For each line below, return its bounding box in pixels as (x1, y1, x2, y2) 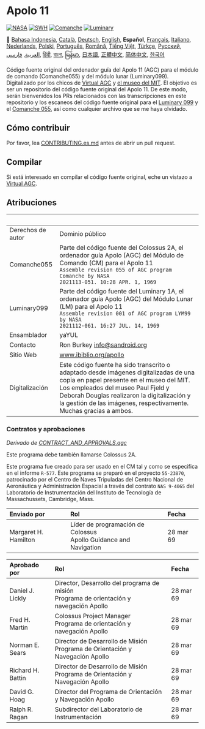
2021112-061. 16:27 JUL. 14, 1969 (59, 322, 160, 330)
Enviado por (9, 510, 46, 518)
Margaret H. (9, 527, 44, 536)
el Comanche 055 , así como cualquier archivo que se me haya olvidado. (6, 105, 188, 112)
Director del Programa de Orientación (54, 687, 162, 696)
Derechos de (9, 226, 47, 235)
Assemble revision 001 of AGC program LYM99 (59, 310, 191, 317)
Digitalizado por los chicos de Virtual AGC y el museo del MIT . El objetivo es (6, 79, 197, 86)
